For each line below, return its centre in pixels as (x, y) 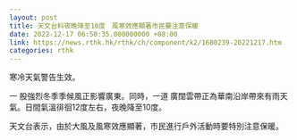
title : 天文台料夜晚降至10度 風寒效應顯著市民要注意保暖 (104, 26)
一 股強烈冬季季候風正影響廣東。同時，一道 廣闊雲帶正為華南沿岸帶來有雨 (144, 96)
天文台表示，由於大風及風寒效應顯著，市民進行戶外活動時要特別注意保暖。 (146, 127)
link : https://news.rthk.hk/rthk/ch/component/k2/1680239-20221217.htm (145, 42)
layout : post (34, 17)
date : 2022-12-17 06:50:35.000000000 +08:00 (93, 34)
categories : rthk (42, 51)
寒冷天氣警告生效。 (45, 78)
